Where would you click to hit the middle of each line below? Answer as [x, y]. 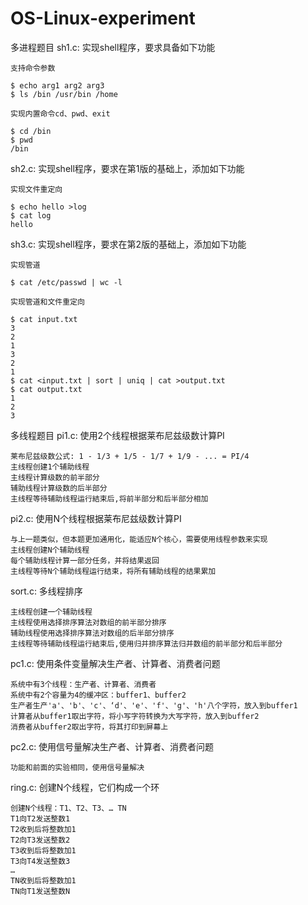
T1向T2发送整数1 [40, 818]
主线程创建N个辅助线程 [50, 550]
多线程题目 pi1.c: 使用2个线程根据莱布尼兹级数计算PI [117, 435]
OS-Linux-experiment [103, 18]
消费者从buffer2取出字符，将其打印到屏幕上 [89, 727]
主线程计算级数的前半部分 [55, 477]
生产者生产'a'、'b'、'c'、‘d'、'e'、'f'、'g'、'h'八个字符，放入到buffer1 [154, 705]
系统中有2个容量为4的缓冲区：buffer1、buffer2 [98, 695]
